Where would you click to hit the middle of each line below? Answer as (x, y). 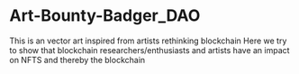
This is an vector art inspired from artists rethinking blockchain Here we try (148, 41)
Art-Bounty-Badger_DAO (105, 16)
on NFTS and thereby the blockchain (77, 60)
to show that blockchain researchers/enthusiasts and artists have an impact (149, 50)
